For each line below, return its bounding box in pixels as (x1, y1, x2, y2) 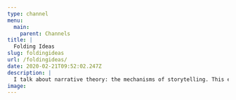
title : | (7, 37, 33, 44)
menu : (7, 17, 23, 24)
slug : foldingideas (7, 50, 65, 57)
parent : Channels (20, 30, 71, 37)
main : (13, 23, 30, 30)
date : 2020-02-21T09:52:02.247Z (7, 63, 102, 70)
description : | (7, 69, 52, 76)
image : (7, 82, 27, 89)
